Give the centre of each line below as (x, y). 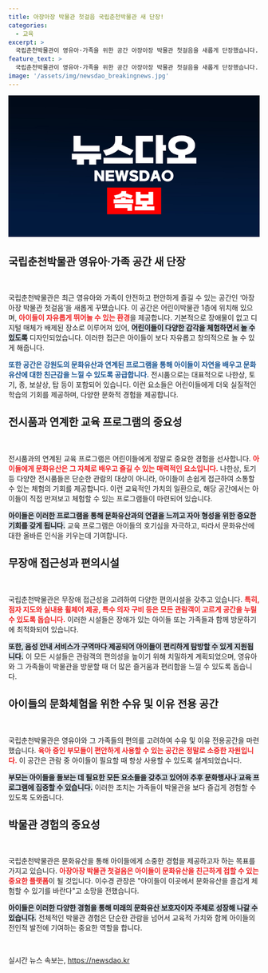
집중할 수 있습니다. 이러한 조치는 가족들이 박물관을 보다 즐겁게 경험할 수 (146, 787)
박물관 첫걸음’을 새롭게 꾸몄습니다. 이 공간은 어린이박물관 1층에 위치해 (130, 308)
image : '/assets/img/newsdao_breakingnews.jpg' (89, 76)
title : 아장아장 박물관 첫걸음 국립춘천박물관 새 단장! (86, 17)
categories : (28, 25)
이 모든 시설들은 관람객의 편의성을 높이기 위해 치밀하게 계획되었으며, (131, 656)
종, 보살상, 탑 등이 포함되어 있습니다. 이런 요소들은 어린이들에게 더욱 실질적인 (138, 385)
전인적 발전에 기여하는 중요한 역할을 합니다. (75, 928)
